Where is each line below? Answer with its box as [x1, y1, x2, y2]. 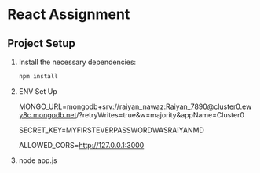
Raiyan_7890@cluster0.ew [165, 102, 252, 111]
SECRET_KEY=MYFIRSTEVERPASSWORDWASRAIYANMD [18, 125, 205, 135]
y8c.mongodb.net [18, 110, 77, 119]
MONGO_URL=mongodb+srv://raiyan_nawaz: [18, 102, 167, 111]
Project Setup [7, 37, 76, 50]
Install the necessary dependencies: [18, 57, 137, 67]
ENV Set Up [18, 86, 58, 96]
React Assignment [7, 5, 130, 23]
